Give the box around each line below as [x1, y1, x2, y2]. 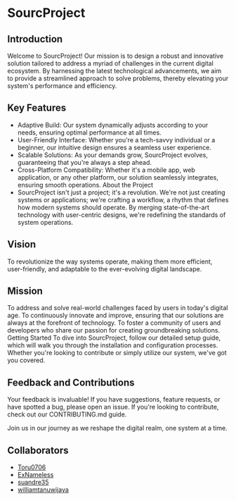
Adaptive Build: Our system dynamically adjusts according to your [17, 120, 209, 129]
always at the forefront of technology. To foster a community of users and [7, 318, 221, 327]
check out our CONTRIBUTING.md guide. [7, 410, 127, 419]
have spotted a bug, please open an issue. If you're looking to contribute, [7, 403, 219, 412]
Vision [7, 238, 37, 251]
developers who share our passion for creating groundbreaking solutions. [7, 326, 220, 335]
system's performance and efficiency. [7, 82, 117, 89]
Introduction [7, 33, 63, 45]
